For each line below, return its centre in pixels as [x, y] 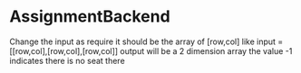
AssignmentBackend [90, 17]
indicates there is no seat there [67, 60]
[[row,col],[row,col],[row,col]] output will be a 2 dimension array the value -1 [151, 50]
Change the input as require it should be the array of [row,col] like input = [146, 41]
